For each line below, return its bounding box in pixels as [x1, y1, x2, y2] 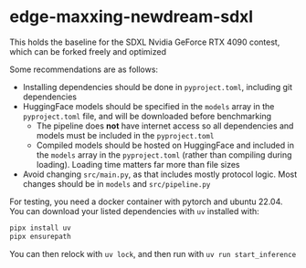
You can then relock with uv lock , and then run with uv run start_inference [9, 248, 297, 259]
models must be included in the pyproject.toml [36, 129, 215, 140]
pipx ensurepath [9, 232, 71, 241]
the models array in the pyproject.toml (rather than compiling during [36, 149, 292, 160]
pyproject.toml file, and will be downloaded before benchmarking [22, 110, 272, 121]
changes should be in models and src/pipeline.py [22, 178, 211, 189]
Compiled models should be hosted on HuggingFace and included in [36, 139, 295, 150]
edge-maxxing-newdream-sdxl [9, 6, 254, 27]
